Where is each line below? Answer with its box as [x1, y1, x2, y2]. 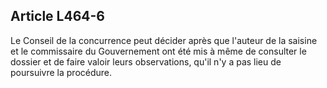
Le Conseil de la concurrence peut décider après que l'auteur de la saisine [10, 34, 318, 46]
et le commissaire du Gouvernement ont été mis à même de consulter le [10, 45, 307, 57]
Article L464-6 [10, 8, 105, 25]
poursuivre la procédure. [10, 66, 113, 78]
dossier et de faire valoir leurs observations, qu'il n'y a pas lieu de [10, 55, 282, 68]
